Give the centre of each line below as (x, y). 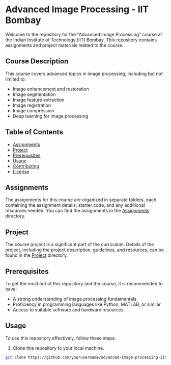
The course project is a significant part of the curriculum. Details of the (80, 245)
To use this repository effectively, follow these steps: (61, 338)
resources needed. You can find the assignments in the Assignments (77, 211)
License (21, 172)
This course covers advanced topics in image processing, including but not (84, 74)
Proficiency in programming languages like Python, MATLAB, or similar (87, 304)
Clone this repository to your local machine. (58, 348)
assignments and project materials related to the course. (64, 45)
